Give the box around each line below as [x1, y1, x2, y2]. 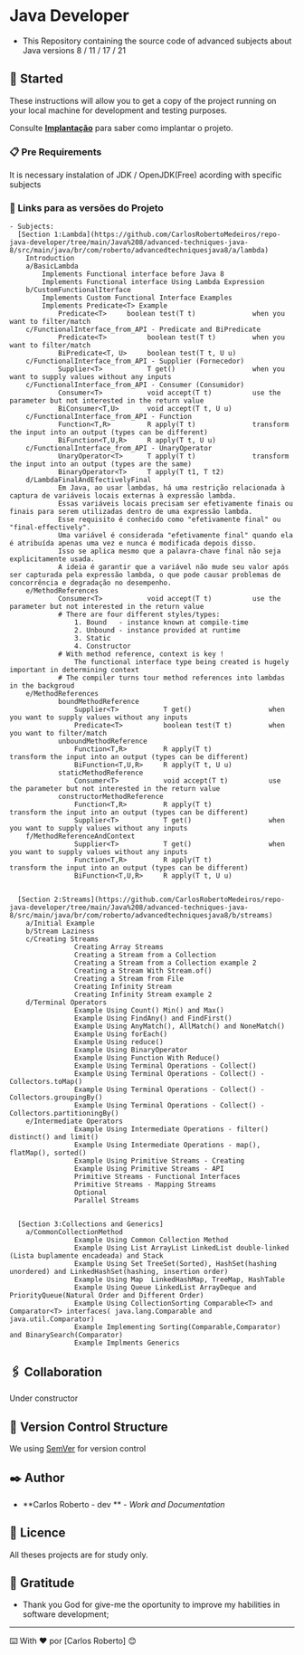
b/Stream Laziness [25, 927, 95, 937]
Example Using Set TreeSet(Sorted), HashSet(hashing [73, 1260, 278, 1269]
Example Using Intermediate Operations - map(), [73, 1141, 261, 1150]
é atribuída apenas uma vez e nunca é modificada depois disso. [9, 539, 257, 548]
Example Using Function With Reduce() [73, 1053, 221, 1063]
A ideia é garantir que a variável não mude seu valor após [57, 563, 290, 572]
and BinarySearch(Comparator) [9, 1331, 124, 1340]
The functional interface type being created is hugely [73, 658, 290, 667]
